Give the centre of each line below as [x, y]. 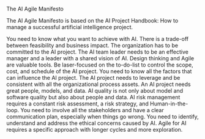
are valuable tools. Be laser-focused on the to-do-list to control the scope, [100, 65]
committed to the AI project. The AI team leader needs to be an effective [97, 52]
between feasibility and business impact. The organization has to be [92, 45]
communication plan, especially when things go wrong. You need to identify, [102, 116]
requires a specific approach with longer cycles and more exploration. [95, 130]
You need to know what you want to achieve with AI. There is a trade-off [97, 39]
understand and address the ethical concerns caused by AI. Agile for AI [96, 123]
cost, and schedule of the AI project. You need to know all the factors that [99, 71]
